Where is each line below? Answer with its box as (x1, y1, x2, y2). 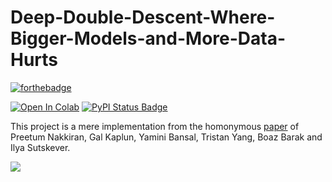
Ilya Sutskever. (10, 141, 71, 153)
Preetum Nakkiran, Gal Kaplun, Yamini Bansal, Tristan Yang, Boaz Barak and (10, 131, 323, 143)
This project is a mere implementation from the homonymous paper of (10, 120, 300, 132)
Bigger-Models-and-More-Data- (10, 27, 287, 50)
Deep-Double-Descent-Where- (10, 6, 276, 29)
